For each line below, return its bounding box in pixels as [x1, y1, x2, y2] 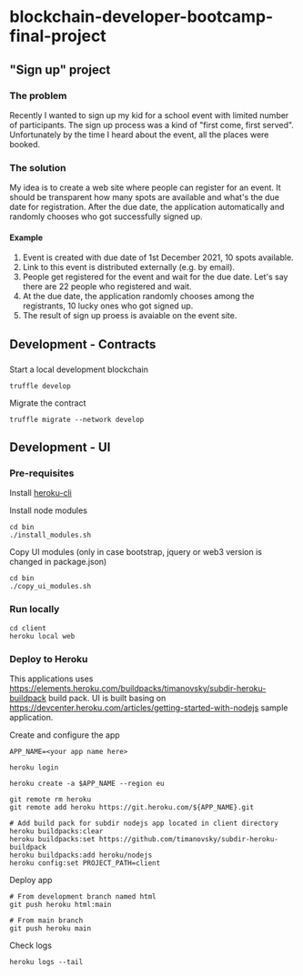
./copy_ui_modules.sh [9, 582, 92, 591]
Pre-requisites [9, 467, 75, 479]
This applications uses [9, 673, 94, 684]
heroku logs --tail [9, 957, 84, 966]
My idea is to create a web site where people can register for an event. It [9, 182, 282, 193]
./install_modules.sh [9, 530, 92, 540]
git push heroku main [9, 923, 92, 933]
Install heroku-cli [9, 488, 73, 498]
